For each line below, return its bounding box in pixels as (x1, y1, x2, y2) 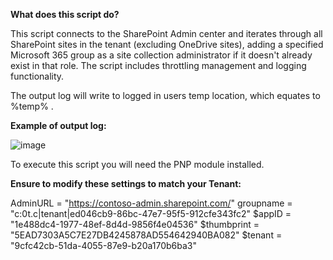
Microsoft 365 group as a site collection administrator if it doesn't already (10, 49, 313, 61)
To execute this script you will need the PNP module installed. (10, 159, 265, 170)
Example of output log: (10, 120, 107, 131)
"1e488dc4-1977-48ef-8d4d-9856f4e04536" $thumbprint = (10, 219, 260, 230)
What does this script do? (10, 9, 120, 20)
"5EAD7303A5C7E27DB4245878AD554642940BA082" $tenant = (10, 229, 283, 241)
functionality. (10, 70, 65, 82)
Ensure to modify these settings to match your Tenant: (10, 178, 242, 189)
